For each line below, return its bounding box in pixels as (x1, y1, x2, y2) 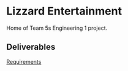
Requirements (6, 58, 42, 65)
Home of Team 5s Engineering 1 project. (6, 24, 108, 32)
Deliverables (6, 42, 56, 52)
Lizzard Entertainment (6, 4, 122, 18)
